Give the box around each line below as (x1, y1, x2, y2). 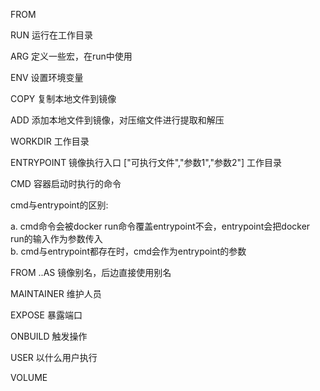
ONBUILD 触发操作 (10, 330, 88, 342)
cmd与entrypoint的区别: (10, 199, 109, 211)
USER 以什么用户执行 (10, 352, 98, 363)
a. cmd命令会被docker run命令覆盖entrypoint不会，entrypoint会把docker (10, 220, 311, 232)
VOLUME (10, 372, 48, 383)
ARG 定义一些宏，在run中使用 (10, 50, 133, 62)
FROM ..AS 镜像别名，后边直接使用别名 (10, 267, 172, 278)
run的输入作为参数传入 (10, 233, 103, 244)
